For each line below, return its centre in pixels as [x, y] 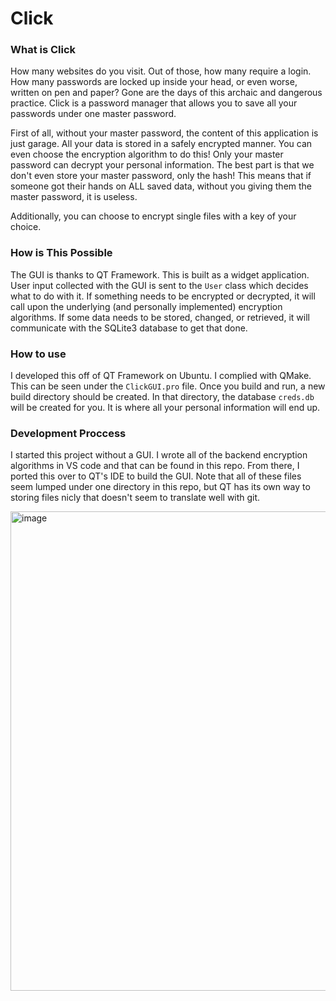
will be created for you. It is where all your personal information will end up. [165, 408]
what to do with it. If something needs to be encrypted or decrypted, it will [163, 296]
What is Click [43, 50]
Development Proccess [68, 433]
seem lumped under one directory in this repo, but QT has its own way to [160, 487]
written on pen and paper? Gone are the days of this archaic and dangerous [166, 93]
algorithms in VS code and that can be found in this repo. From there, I [155, 466]
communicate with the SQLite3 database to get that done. [129, 328]
